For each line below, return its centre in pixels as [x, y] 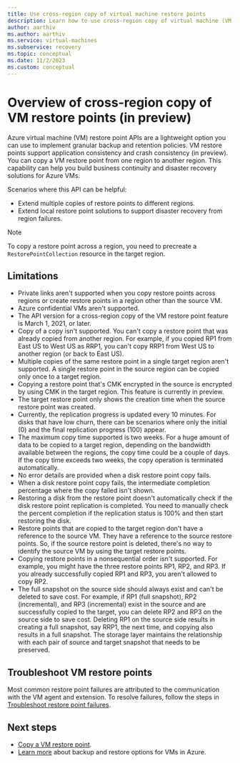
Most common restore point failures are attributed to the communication [114, 689]
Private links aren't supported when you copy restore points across [116, 293]
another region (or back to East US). [71, 354]
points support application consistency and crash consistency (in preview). [118, 153]
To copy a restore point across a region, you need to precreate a [102, 246]
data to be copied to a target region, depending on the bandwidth [114, 445]
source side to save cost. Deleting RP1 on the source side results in [116, 619]
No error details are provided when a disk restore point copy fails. [114, 475]
